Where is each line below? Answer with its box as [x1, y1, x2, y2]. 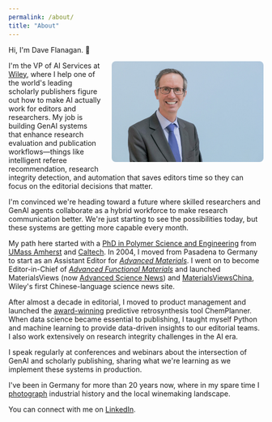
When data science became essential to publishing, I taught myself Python [8, 314, 257, 324]
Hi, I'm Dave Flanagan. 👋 [8, 45, 91, 54]
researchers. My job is [8, 112, 83, 121]
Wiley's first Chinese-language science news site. [8, 281, 176, 291]
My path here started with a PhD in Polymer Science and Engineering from [8, 238, 257, 248]
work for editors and [8, 104, 77, 113]
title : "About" [8, 21, 60, 30]
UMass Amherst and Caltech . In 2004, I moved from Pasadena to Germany [8, 247, 258, 257]
